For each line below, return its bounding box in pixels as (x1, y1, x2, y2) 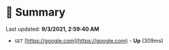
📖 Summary (5, 5, 66, 19)
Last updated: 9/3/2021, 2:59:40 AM (5, 25, 100, 33)
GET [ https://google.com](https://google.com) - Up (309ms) (14, 37, 164, 44)
